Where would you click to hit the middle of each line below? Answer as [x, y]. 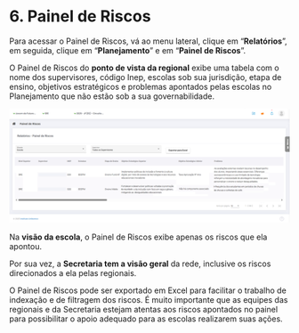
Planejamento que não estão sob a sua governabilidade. [112, 96]
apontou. [26, 246]
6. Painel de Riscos [80, 16]
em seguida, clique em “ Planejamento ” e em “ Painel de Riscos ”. [128, 50]
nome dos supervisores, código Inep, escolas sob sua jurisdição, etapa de [145, 77]
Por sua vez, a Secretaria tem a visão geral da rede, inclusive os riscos [140, 264]
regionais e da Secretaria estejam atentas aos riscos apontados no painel [144, 309]
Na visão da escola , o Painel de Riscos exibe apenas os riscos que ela [138, 237]
